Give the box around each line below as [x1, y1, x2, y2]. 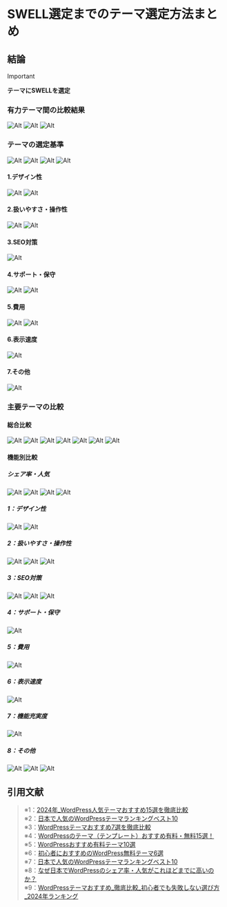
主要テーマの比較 [7, 402, 64, 411]
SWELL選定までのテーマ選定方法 [7, 6, 195, 22]
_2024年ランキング [23, 892, 79, 901]
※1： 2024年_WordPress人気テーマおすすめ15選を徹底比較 [23, 806, 188, 814]
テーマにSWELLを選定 [7, 86, 71, 94]
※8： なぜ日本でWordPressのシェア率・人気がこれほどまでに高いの [23, 866, 215, 875]
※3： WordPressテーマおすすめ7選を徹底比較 [23, 823, 152, 832]
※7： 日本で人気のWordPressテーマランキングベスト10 [23, 858, 178, 866]
